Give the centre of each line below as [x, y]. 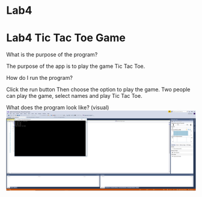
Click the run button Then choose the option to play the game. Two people [98, 89]
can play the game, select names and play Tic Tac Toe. [74, 96]
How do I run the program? [40, 78]
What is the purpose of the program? [52, 55]
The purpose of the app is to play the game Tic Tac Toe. [76, 66]
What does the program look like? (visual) [58, 108]
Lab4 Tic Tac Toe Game [66, 38]
